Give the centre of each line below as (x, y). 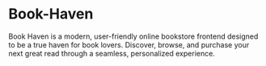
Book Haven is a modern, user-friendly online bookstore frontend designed (133, 36)
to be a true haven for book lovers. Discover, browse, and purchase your (129, 44)
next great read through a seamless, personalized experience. (112, 53)
